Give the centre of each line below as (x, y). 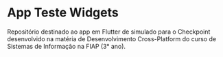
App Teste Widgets (63, 13)
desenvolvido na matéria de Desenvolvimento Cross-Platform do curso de (112, 38)
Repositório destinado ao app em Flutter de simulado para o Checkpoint (109, 32)
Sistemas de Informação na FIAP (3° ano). (66, 46)
